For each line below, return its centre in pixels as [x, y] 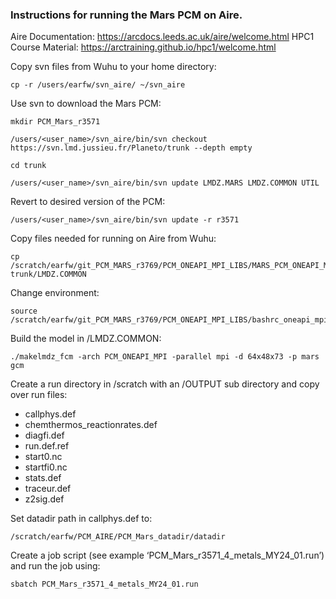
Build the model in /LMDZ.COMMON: [86, 339]
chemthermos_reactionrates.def [91, 425]
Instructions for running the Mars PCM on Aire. [126, 15]
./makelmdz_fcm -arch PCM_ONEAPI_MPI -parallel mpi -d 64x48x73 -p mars [165, 357]
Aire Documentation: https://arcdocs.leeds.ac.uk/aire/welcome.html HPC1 [162, 37]
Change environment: [55, 293]
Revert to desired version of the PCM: [88, 202]
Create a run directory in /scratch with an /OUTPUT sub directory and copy [165, 384]
